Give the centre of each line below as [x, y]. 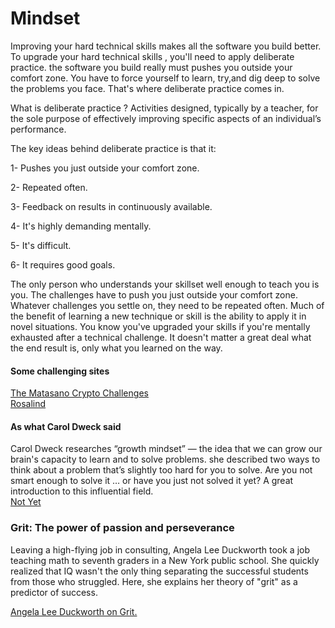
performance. [38, 129]
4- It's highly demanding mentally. [81, 226]
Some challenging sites [60, 371]
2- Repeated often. [49, 187]
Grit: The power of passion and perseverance [122, 528]
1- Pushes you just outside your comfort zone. [105, 168]
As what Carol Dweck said [66, 426]
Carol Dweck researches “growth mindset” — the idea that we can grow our [166, 449]
